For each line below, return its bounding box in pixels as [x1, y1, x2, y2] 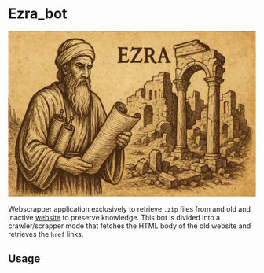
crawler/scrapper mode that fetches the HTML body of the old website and [8, 221, 251, 231]
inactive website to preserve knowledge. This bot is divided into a [8, 212, 221, 222]
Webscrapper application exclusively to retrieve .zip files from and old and [8, 204, 251, 213]
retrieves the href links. [8, 229, 84, 238]
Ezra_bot [8, 5, 68, 23]
